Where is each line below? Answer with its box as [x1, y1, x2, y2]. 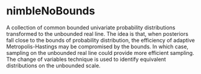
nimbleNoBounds [6, 4, 95, 18]
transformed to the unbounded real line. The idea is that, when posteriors [6, 30, 189, 37]
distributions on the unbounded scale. [6, 61, 101, 69]
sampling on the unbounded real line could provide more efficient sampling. [6, 49, 194, 56]
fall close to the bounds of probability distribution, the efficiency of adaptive [6, 36, 195, 44]
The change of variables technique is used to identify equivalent [6, 55, 166, 63]
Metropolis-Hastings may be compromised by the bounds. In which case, [6, 43, 189, 50]
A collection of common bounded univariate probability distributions [6, 24, 176, 31]
